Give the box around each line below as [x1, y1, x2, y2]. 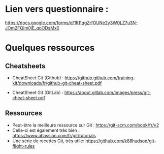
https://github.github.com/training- [65, 75, 135, 81]
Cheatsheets [5, 62, 46, 70]
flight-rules [12, 143, 35, 149]
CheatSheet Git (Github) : [12, 75, 64, 81]
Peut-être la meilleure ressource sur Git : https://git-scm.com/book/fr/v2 [12, 122, 159, 128]
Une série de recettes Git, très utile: [12, 138, 85, 144]
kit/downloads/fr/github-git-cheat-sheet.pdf [12, 80, 102, 86]
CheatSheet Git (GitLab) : [12, 90, 64, 95]
